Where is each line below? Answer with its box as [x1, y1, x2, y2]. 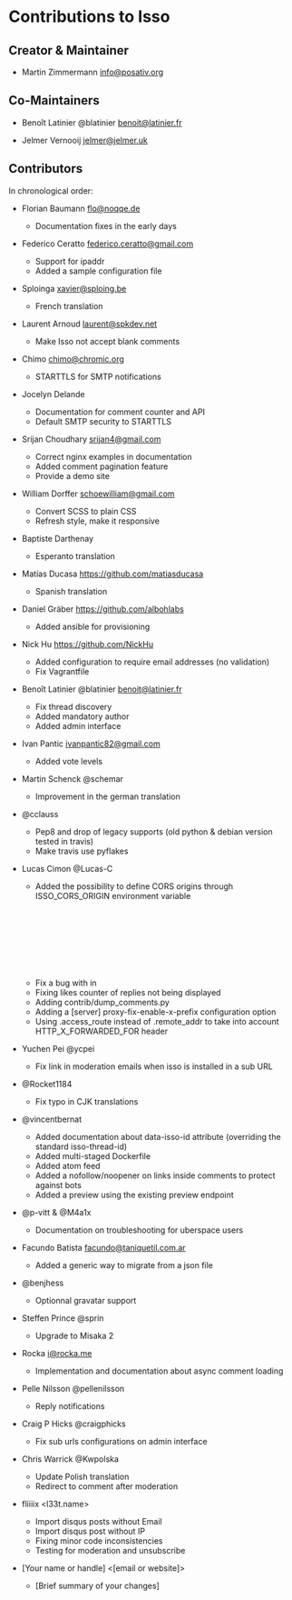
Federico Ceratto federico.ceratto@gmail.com [21, 238, 194, 249]
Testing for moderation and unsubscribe [34, 1545, 186, 1555]
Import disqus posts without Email [34, 1515, 162, 1526]
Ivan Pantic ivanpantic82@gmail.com [21, 738, 161, 749]
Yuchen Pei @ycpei [21, 1043, 95, 1054]
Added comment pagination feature [34, 461, 169, 472]
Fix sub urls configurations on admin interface [34, 1435, 208, 1446]
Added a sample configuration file [34, 265, 162, 276]
